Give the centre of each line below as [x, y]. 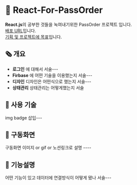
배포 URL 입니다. [21, 31]
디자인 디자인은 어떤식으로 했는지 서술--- [52, 81]
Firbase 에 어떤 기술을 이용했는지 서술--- [52, 75]
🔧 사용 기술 [21, 105]
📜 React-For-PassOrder [54, 10]
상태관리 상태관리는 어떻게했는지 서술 [48, 88]
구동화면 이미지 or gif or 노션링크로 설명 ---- [48, 148]
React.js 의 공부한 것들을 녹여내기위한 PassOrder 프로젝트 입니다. [68, 24]
